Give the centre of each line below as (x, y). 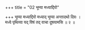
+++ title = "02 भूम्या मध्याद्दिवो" (32, 7)
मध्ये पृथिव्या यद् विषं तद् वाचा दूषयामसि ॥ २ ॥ (40, 22)
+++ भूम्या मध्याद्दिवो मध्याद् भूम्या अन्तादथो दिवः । (43, 17)
